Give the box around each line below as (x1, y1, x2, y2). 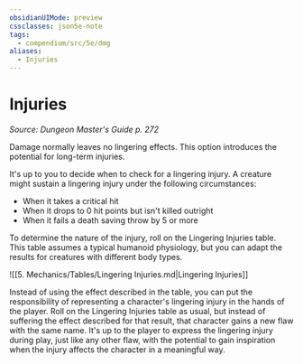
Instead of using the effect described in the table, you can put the (9, 286, 253, 297)
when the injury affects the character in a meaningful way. (9, 344, 225, 355)
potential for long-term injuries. (9, 151, 125, 162)
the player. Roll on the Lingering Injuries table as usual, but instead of (9, 305, 266, 316)
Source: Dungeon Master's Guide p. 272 (9, 124, 160, 135)
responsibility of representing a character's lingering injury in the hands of (9, 295, 286, 307)
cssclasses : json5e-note (9, 22, 103, 31)
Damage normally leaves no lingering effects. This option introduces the (9, 141, 278, 152)
